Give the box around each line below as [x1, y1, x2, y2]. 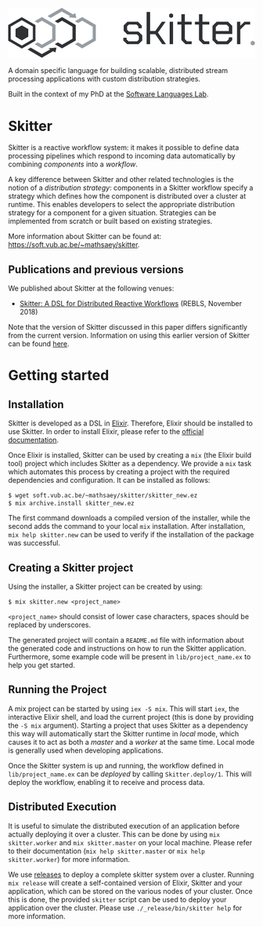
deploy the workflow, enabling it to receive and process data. [8, 777, 205, 786]
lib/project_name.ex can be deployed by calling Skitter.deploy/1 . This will [8, 769, 252, 779]
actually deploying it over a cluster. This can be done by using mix [8, 829, 221, 839]
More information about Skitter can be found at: [8, 232, 162, 241]
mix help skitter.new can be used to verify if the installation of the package [8, 530, 254, 539]
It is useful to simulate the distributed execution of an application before [8, 821, 240, 830]
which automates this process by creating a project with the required [8, 467, 230, 476]
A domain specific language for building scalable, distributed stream [8, 66, 229, 75]
